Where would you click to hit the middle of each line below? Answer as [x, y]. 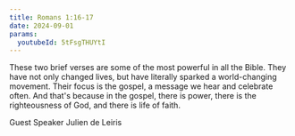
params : [24, 34]
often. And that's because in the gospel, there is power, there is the [133, 96]
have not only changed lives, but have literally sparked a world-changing [143, 77]
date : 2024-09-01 [42, 26]
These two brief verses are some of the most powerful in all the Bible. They [148, 68]
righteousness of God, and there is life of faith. [95, 105]
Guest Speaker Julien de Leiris [66, 123]
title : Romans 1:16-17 [51, 17]
